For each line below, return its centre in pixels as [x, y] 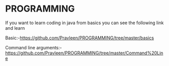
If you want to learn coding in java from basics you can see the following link [84, 23]
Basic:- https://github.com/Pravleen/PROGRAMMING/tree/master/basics [80, 38]
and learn [15, 28]
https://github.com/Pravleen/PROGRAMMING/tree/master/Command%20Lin [84, 53]
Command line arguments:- [33, 47]
